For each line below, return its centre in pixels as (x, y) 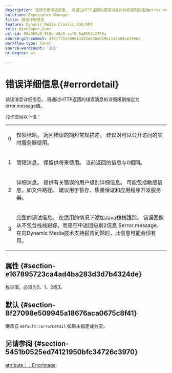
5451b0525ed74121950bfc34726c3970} (72, 352)
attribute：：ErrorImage (30, 365)
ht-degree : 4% (20, 53)
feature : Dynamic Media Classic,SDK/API (49, 24)
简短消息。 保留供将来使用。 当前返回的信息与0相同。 (81, 163)
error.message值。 (25, 106)
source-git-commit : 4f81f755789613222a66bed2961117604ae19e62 (73, 39)
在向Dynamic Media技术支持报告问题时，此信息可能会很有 (86, 233)
